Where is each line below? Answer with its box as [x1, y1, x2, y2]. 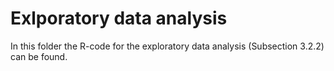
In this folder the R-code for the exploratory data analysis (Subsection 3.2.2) [10, 40, 325, 52]
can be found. [10, 50, 68, 62]
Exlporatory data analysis [10, 7, 228, 30]
